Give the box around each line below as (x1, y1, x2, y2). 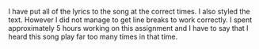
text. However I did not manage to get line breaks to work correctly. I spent (8, 15, 253, 24)
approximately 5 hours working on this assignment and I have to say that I (8, 24, 249, 32)
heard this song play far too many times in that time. (8, 32, 178, 41)
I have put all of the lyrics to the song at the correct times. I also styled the (8, 7, 251, 16)
